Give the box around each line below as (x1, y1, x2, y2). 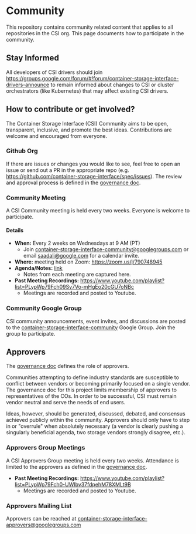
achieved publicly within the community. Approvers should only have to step (6, 417, 190, 424)
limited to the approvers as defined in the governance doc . (6, 463, 147, 470)
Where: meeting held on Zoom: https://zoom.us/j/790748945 (14, 258, 163, 265)
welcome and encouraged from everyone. (6, 132, 108, 139)
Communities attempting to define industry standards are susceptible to (6, 374, 180, 381)
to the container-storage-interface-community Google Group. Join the (6, 324, 176, 331)
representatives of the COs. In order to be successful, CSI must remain (6, 393, 177, 400)
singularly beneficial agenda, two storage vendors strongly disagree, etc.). (6, 429, 185, 436)
